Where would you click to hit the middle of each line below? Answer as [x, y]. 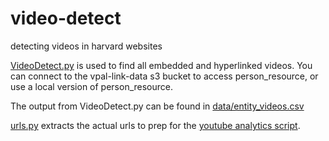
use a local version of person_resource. [92, 86]
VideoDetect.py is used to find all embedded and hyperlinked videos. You [161, 65]
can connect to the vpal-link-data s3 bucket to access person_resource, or [164, 76]
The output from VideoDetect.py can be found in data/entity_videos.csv [157, 106]
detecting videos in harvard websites [86, 46]
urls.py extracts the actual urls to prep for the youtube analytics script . [155, 125]
